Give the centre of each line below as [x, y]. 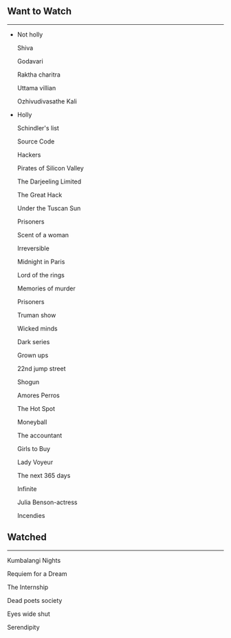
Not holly [30, 34]
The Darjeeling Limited [49, 181]
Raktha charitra [38, 74]
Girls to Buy [33, 448]
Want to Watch [40, 11]
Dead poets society [35, 600]
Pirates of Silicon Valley [50, 168]
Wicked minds [37, 328]
